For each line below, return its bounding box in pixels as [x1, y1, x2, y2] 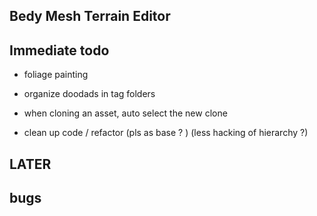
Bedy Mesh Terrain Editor [9, 8, 171, 25]
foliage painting [23, 69, 89, 81]
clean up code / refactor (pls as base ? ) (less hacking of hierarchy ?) [23, 127, 309, 139]
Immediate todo [9, 42, 110, 59]
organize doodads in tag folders [23, 88, 156, 100]
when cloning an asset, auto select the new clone [23, 107, 228, 119]
